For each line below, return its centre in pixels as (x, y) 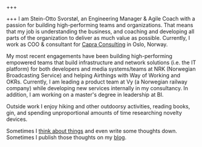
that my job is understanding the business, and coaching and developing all (100, 31)
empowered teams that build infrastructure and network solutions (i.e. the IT (101, 62)
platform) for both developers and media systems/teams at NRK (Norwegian (101, 69)
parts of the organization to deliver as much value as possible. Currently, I (98, 38)
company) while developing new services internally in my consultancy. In (97, 88)
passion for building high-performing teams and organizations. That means (100, 25)
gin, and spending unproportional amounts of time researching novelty (94, 113)
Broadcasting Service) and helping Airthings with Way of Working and (93, 75)
